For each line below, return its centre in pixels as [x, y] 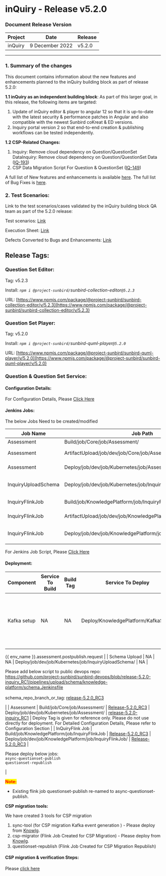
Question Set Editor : [30, 270]
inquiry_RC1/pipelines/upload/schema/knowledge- [56, 682]
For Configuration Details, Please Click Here [50, 399]
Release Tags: [27, 256]
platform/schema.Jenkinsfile [34, 687]
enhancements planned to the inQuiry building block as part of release [77, 82]
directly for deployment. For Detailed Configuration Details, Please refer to [81, 723]
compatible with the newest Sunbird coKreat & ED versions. [73, 122]
